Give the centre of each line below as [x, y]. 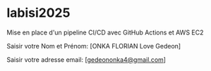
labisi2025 [38, 13]
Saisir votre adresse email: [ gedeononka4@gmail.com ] [86, 59]
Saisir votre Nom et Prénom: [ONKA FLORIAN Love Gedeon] [94, 46]
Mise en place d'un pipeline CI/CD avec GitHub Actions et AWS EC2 [105, 32]
